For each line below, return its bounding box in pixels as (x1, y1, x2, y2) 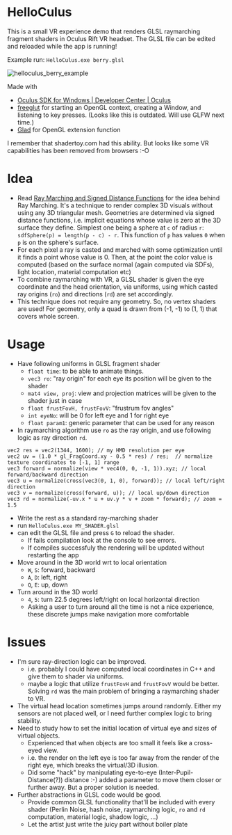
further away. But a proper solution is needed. (27, 783, 160, 791)
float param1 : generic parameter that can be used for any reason (27, 418, 215, 427)
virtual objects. (17, 731, 60, 740)
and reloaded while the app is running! (7, 42, 117, 50)
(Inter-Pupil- (158, 768, 194, 777)
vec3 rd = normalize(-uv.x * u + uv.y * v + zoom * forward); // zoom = (7, 495, 222, 502)
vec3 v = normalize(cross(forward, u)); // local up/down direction (7, 489, 210, 496)
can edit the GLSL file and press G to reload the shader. (17, 528, 175, 536)
